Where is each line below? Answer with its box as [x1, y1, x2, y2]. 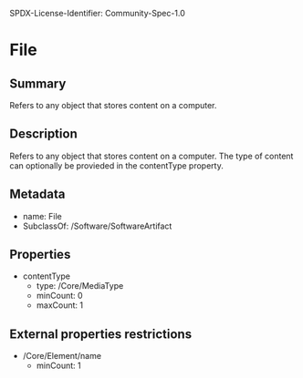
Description [9, 127, 78, 142]
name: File [22, 210, 62, 221]
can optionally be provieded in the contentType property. [9, 159, 224, 171]
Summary [9, 76, 67, 91]
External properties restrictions [9, 326, 193, 342]
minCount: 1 [36, 360, 81, 372]
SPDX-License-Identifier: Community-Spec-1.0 [9, 8, 185, 18]
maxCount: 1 [36, 300, 84, 311]
